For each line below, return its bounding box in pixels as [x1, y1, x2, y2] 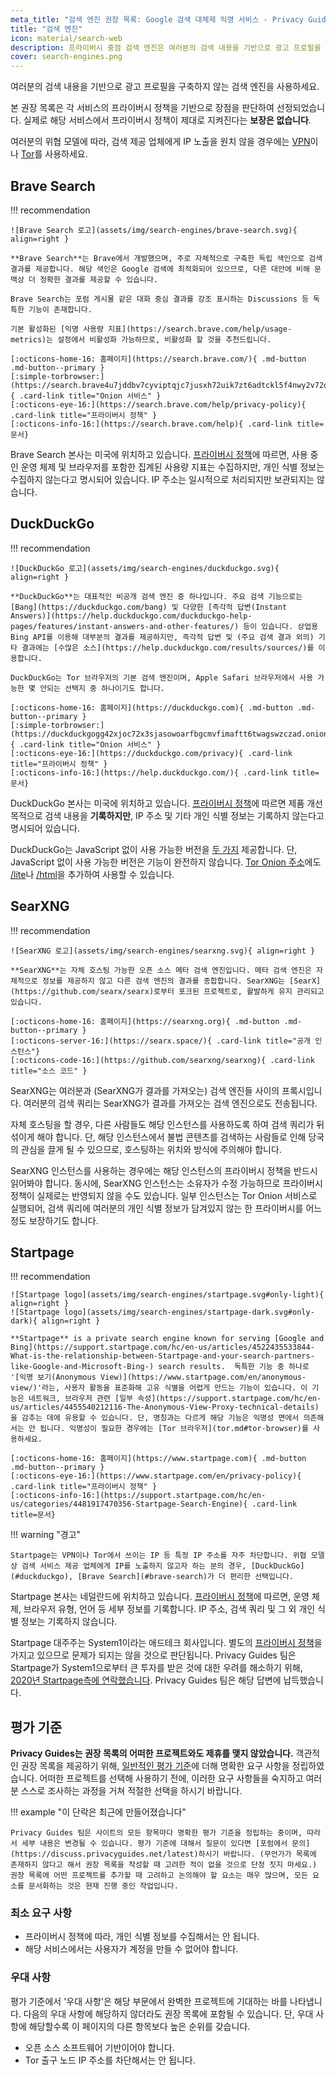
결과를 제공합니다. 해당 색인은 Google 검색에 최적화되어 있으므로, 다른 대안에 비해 [10, 264, 310, 274]
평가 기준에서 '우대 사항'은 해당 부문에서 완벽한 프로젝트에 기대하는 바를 [10, 1995, 288, 2007]
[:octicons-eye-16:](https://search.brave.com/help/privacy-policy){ [10, 399, 307, 410]
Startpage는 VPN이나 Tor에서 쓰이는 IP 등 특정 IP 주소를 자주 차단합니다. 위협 [10, 1551, 307, 1561]
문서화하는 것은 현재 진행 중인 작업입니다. [28, 1881, 179, 1891]
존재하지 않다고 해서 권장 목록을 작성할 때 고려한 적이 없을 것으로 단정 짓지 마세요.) [10, 1860, 318, 1870]
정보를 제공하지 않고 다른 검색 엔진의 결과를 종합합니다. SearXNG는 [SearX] [41, 976, 322, 986]
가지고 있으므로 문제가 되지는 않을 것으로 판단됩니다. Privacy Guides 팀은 [10, 1649, 297, 1661]
